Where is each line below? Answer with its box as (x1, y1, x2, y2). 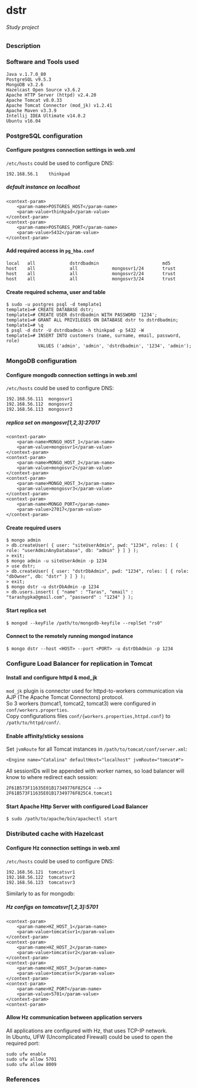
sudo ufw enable (6, 1051, 46, 1057)
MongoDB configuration (6, 357, 77, 365)
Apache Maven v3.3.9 (6, 107, 57, 113)
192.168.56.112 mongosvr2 (6, 401, 73, 407)
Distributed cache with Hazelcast (6, 829, 104, 838)
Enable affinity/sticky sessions (6, 732, 84, 739)
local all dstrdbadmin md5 (6, 260, 170, 266)
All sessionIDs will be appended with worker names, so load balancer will (6, 767, 185, 774)
